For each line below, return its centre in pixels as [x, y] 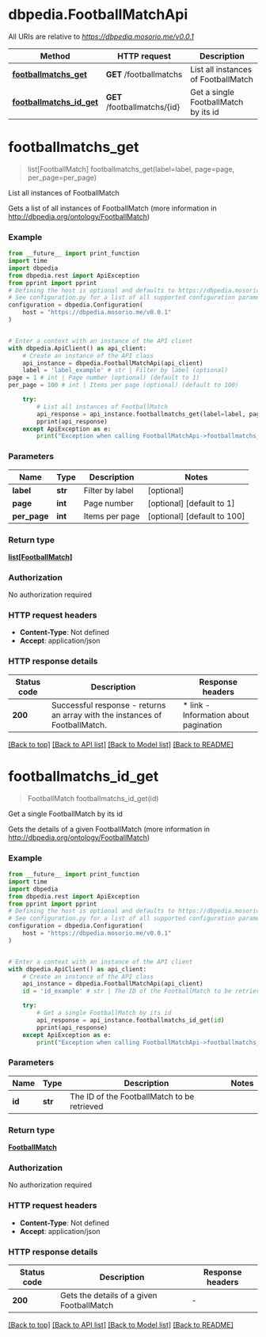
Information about [216, 715]
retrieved [87, 1106]
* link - [197, 705]
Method [55, 55]
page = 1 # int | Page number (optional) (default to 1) [104, 378]
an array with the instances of [106, 715]
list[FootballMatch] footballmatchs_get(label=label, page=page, [131, 169]
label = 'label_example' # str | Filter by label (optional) [125, 370]
